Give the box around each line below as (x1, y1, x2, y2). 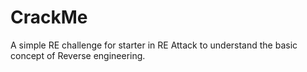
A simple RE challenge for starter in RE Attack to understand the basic (10, 39, 298, 51)
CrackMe (10, 6, 88, 29)
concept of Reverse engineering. (10, 49, 146, 61)
